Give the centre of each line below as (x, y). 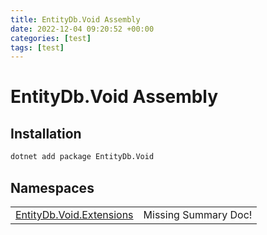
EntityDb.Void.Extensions (74, 214)
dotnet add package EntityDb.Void (82, 157)
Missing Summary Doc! (198, 214)
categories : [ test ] (51, 38)
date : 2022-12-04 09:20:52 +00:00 (82, 29)
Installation (46, 133)
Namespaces (52, 187)
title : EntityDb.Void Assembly (75, 19)
